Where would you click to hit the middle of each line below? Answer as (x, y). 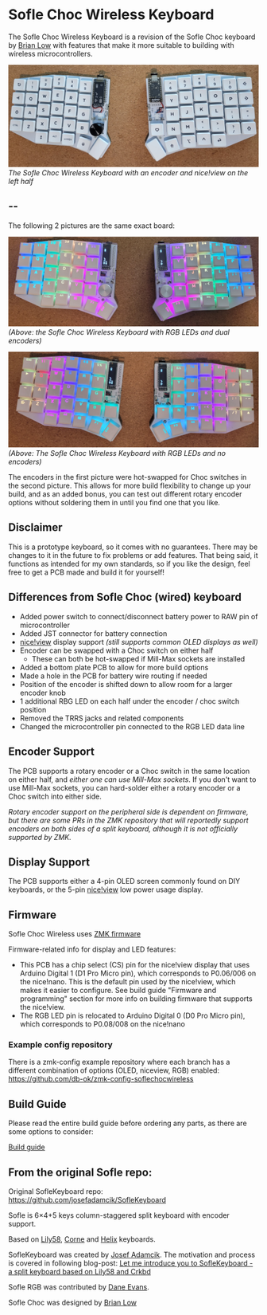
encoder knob (43, 693)
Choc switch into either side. (55, 796)
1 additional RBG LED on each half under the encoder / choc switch (130, 701)
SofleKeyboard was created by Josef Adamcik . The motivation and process (132, 1255)
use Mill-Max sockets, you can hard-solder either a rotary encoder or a (124, 787)
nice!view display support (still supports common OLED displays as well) (139, 642)
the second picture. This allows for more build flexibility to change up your (130, 486)
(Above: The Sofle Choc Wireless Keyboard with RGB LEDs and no (117, 453)
